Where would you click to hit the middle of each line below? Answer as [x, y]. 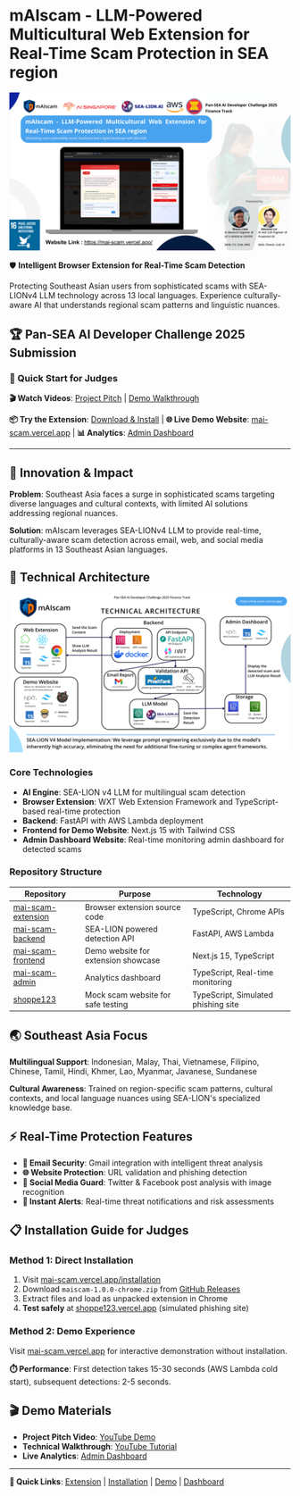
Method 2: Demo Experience [72, 1332]
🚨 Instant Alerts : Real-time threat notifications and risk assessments [148, 1201]
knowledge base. [41, 1107]
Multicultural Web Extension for [129, 34]
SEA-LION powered [121, 929]
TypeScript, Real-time [233, 973]
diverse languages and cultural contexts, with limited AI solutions [129, 503]
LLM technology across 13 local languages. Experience [140, 296]
